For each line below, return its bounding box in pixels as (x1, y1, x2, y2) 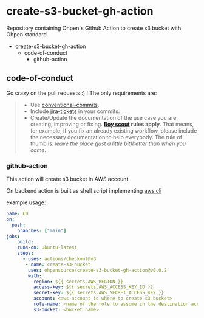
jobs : (6, 233, 20, 240)
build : (17, 239, 34, 245)
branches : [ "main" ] (17, 227, 67, 233)
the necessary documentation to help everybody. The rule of (30, 133, 183, 140)
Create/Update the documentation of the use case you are (30, 114, 177, 121)
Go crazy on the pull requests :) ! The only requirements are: (6, 89, 157, 97)
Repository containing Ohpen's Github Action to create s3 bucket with (6, 24, 182, 32)
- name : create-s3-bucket (25, 261, 91, 268)
